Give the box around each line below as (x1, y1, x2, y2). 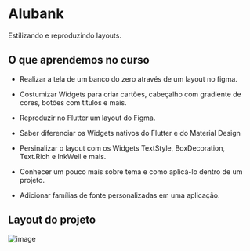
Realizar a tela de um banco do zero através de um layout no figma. (19, 74, 237, 83)
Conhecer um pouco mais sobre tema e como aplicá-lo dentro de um (19, 166, 243, 176)
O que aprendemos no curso (8, 53, 150, 67)
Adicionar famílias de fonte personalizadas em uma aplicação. (19, 190, 221, 200)
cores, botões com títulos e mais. (19, 97, 127, 107)
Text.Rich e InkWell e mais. (19, 151, 107, 161)
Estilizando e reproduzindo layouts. (8, 31, 121, 40)
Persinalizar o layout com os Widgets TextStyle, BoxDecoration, (19, 143, 226, 153)
